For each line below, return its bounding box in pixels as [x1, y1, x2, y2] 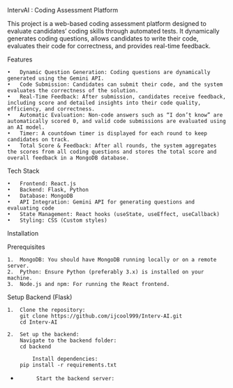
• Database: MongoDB [7, 192, 73, 199]
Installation [7, 229, 39, 237]
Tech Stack [7, 167, 40, 175]
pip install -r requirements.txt [20, 361, 117, 368]
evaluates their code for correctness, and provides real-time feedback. [7, 42, 211, 50]
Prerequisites [7, 243, 45, 251]
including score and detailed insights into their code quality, [7, 99, 201, 106]
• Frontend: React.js [7, 180, 77, 187]
